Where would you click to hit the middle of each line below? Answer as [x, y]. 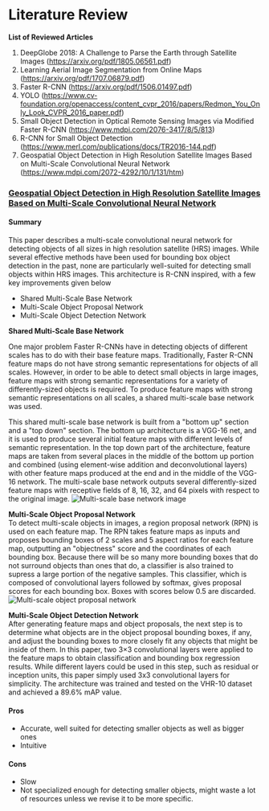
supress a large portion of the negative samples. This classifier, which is [128, 574]
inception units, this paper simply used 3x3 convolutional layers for [119, 675]
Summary [25, 222]
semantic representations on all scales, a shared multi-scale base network [131, 398]
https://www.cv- [71, 95]
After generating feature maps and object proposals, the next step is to [126, 624]
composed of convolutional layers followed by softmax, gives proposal [125, 583]
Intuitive [33, 746]
